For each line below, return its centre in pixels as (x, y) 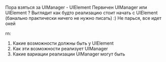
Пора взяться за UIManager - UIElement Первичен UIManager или (76, 7)
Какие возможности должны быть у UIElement (63, 43)
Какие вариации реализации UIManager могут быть (69, 54)
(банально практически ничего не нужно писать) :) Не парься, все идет (83, 18)
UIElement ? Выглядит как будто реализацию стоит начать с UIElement (81, 13)
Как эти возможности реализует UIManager (60, 49)
